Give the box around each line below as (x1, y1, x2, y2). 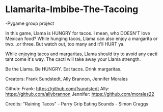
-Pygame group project (5, 20, 55, 26)
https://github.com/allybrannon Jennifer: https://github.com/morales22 (5, 91, 154, 97)
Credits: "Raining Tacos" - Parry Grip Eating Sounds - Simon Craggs (5, 100, 149, 107)
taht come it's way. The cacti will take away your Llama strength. (5, 56, 141, 62)
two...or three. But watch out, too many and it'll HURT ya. (5, 41, 125, 47)
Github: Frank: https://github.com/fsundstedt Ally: (5, 85, 110, 92)
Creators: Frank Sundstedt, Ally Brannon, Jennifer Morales (5, 76, 128, 82)
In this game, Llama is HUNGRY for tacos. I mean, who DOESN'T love (5, 30, 150, 36)
